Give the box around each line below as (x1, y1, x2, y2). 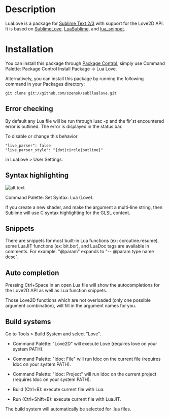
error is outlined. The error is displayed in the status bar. (5, 123, 123, 129)
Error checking (5, 105, 53, 113)
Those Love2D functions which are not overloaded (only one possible (5, 297, 151, 303)
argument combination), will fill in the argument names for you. (5, 303, 137, 309)
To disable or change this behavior (5, 133, 78, 139)
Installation (5, 44, 54, 55)
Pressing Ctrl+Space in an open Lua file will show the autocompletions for (5, 282, 160, 288)
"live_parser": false (5, 143, 51, 148)
